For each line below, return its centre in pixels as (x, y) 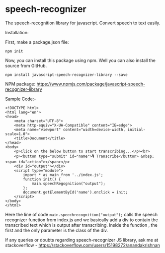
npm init (14, 51)
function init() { (42, 179)
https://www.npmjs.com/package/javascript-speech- (91, 84)
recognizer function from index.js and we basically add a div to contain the (82, 220)
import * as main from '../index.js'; (63, 175)
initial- (136, 129)
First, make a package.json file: (37, 42)
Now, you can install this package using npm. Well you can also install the (80, 60)
